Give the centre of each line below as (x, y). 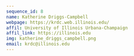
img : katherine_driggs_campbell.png (51, 38)
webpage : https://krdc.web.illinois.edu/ (58, 22)
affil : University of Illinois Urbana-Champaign (67, 28)
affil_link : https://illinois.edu (49, 33)
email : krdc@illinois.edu (38, 44)
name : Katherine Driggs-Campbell (47, 17)
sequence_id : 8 (25, 11)
